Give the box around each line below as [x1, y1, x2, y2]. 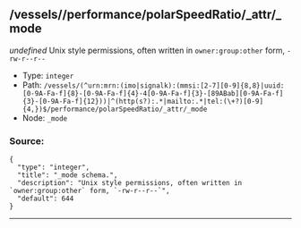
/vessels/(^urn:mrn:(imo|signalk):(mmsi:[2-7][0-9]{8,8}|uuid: [43, 80, 285, 90]
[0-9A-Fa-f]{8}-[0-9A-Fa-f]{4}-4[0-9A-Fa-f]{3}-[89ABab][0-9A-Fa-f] [21, 89, 284, 97]
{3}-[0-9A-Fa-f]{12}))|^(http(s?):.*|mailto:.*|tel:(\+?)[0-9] [21, 97, 264, 106]
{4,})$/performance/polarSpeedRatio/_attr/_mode [21, 105, 208, 114]
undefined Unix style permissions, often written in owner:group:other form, [9, 45, 285, 55]
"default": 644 [17, 194, 74, 204]
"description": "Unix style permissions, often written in [17, 179, 243, 188]
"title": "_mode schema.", [17, 171, 118, 180]
